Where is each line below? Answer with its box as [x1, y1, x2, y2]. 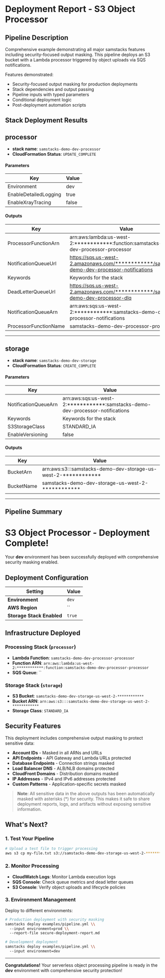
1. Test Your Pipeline [5, 835, 55, 842]
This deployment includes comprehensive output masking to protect [5, 735, 143, 741]
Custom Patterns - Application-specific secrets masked [12, 781, 126, 787]
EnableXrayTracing [7, 199, 52, 206]
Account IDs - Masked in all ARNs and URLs [12, 750, 102, 755]
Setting [26, 588, 44, 595]
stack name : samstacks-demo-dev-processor [12, 146, 101, 152]
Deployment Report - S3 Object [5, 3, 136, 15]
